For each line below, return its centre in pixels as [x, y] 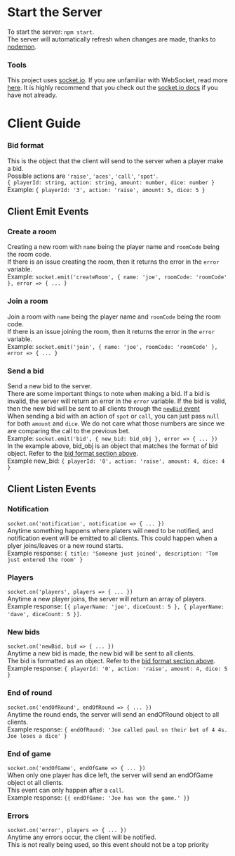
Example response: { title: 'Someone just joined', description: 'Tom [113, 553]
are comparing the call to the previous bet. [69, 431]
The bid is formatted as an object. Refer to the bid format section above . [112, 661]
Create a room [32, 231]
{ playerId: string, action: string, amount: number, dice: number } [111, 183]
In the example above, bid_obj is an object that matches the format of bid [113, 446]
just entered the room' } [45, 560]
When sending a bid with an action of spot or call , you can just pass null [113, 416]
